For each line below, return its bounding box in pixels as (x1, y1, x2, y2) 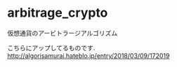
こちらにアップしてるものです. (7, 43, 96, 52)
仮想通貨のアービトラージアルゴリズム (7, 29, 118, 37)
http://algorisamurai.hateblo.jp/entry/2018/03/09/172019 (7, 51, 170, 60)
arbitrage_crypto (7, 5, 108, 21)
